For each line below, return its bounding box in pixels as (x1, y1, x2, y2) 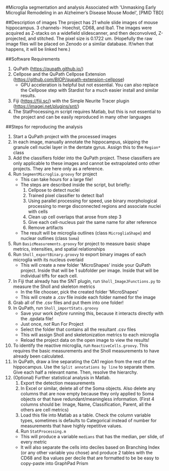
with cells (28, 209, 48, 214)
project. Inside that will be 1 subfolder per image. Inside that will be (20, 267, 159, 273)
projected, (6, 35, 27, 41)
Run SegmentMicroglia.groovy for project (13, 171, 98, 177)
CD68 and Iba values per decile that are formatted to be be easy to (20, 455, 159, 461)
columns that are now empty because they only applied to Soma (20, 391, 154, 396)
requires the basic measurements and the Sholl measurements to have (13, 348, 159, 354)
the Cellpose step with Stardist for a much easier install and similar (20, 87, 159, 93)
